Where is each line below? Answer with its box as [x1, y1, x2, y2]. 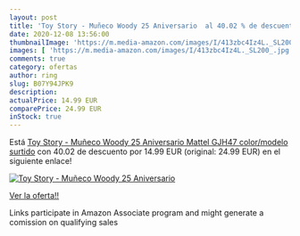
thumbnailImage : [9, 37, 70, 47]
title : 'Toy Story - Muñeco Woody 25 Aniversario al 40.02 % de [9, 21, 257, 30]
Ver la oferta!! [9, 191, 60, 201]
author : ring [9, 71, 58, 80]
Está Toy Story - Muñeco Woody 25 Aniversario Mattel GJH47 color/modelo [9, 137, 288, 148]
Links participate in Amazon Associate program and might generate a [9, 208, 264, 218]
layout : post [9, 12, 58, 22]
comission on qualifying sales [9, 217, 119, 228]
